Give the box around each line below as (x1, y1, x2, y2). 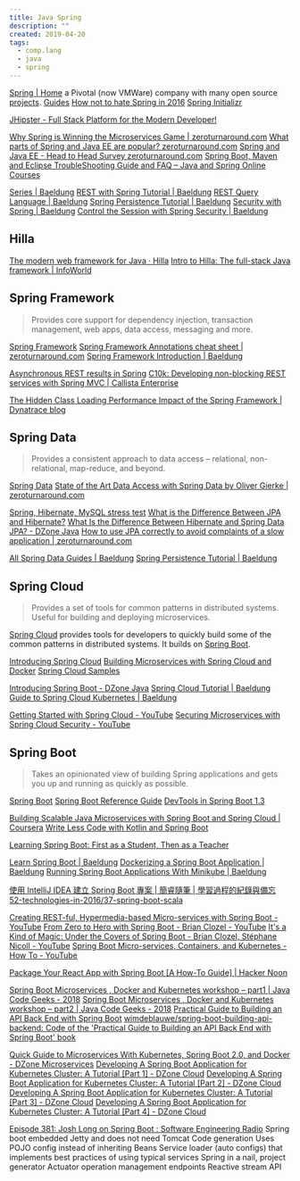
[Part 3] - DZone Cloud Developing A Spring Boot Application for (9, 1096, 247, 1107)
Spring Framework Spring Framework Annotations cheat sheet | (9, 341, 244, 352)
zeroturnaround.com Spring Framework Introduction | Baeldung (9, 350, 244, 362)
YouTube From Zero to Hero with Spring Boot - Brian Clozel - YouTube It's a (9, 921, 287, 932)
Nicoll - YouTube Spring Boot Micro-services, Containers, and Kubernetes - (9, 940, 287, 951)
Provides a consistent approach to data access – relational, (30, 453, 248, 464)
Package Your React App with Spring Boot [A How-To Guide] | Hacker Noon (9, 967, 288, 977)
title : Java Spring (9, 12, 82, 22)
